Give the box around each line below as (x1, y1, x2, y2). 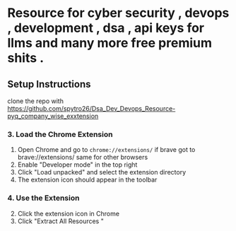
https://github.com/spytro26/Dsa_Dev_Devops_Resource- (7, 105, 176, 112)
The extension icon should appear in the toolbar (17, 175, 158, 184)
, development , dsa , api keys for (7, 20, 205, 36)
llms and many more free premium (7, 35, 213, 51)
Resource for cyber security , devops (7, 5, 230, 21)
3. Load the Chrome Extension (7, 129, 113, 139)
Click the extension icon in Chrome (17, 209, 120, 218)
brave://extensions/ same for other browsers (17, 153, 148, 162)
